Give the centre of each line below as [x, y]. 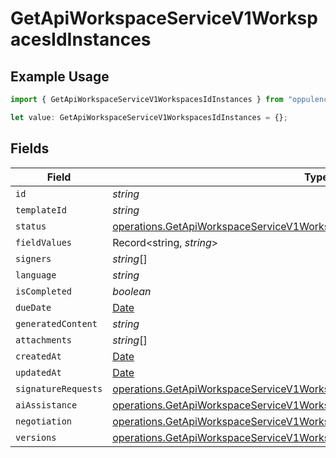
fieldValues [44, 242]
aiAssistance [46, 405]
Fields [30, 148]
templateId [41, 210]
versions [36, 437]
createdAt [38, 356]
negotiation [44, 421]
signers [33, 258]
